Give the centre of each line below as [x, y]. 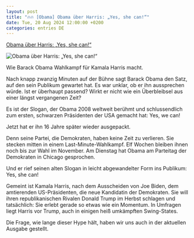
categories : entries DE [35, 28]
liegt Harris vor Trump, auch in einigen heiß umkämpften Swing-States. [92, 211]
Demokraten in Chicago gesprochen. [51, 157]
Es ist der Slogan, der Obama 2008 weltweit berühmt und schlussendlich [95, 109]
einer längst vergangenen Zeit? [44, 98]
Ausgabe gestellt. [27, 229]
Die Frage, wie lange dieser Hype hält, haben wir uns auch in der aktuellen [96, 223]
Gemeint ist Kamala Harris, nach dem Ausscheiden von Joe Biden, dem [92, 186]
